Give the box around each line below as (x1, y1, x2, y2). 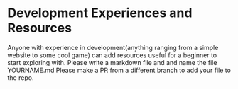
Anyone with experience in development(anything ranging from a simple (7, 43, 219, 52)
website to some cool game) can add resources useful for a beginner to (7, 51, 217, 59)
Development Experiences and (7, 5, 193, 21)
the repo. (7, 73, 34, 82)
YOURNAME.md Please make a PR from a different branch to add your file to (7, 66, 231, 74)
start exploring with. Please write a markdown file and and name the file (7, 58, 217, 66)
